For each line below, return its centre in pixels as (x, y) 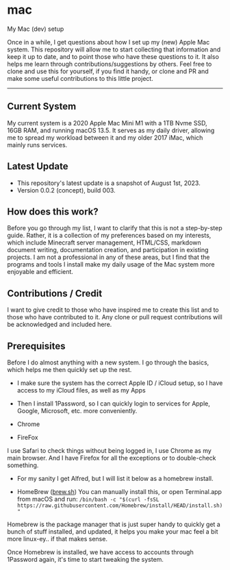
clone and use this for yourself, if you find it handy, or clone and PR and (108, 71)
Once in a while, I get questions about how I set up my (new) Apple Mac (108, 42)
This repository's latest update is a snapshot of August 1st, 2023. (108, 183)
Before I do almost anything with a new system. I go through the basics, (108, 362)
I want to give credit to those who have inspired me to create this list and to (113, 310)
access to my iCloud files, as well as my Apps (81, 390)
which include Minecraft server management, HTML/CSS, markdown (104, 243)
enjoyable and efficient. (40, 272)
